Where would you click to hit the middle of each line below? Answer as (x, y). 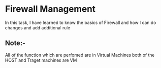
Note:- (15, 43)
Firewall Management (50, 9)
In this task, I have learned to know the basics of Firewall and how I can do (80, 23)
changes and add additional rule (38, 27)
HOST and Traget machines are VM (41, 60)
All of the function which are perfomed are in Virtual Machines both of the (80, 55)
